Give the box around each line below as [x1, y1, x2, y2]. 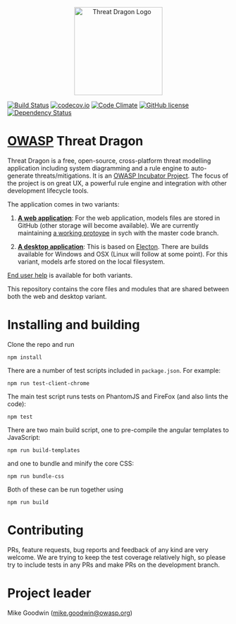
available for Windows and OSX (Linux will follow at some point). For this [17, 250, 228, 258]
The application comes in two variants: [7, 200, 120, 208]
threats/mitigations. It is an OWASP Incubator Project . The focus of [35, 171, 229, 180]
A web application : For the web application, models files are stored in [17, 214, 221, 222]
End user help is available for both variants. [7, 271, 132, 279]
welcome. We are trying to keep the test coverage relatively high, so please [7, 553, 226, 561]
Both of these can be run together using [7, 485, 123, 494]
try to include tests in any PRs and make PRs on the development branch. [7, 561, 221, 569]
